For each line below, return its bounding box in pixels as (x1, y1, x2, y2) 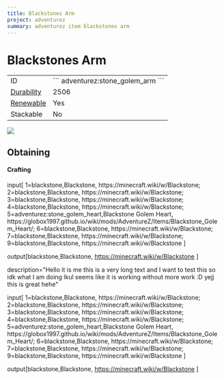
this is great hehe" (7, 280, 59, 288)
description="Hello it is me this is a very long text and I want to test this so (7, 265, 216, 274)
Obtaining (7, 147, 51, 158)
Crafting (7, 166, 31, 174)
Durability (10, 87, 42, 97)
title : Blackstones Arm (7, 10, 75, 17)
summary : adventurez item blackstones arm (7, 23, 130, 29)
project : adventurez (7, 16, 66, 23)
